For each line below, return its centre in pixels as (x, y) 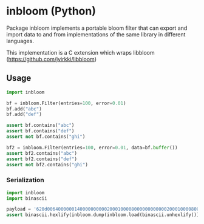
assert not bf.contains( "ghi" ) (46, 137)
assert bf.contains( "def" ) (40, 131)
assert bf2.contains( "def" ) (42, 159)
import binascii (27, 199)
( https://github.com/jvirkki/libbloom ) (52, 59)
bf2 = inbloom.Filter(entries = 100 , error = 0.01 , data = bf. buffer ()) (92, 148)
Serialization (25, 180)
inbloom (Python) (51, 11)
